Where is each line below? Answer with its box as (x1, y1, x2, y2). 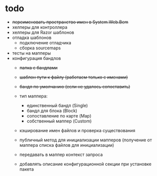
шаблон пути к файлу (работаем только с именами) (19, 74, 128, 80)
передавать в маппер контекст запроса (19, 152, 103, 157)
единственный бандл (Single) (26, 102, 88, 108)
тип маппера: (19, 93, 48, 99)
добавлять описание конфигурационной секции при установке (19, 161, 152, 167)
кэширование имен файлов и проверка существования (19, 127, 135, 133)
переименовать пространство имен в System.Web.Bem (12, 19, 129, 25)
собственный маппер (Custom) (26, 118, 92, 124)
